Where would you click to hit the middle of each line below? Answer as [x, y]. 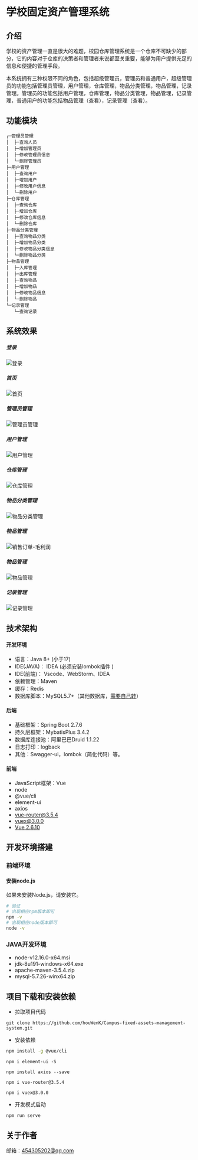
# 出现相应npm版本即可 [30, 912]
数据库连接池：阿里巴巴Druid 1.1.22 [57, 739]
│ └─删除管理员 [24, 161]
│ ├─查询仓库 [22, 205]
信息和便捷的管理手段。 [34, 66]
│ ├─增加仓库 [22, 211]
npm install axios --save [38, 1072]
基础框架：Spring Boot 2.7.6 [48, 724]
